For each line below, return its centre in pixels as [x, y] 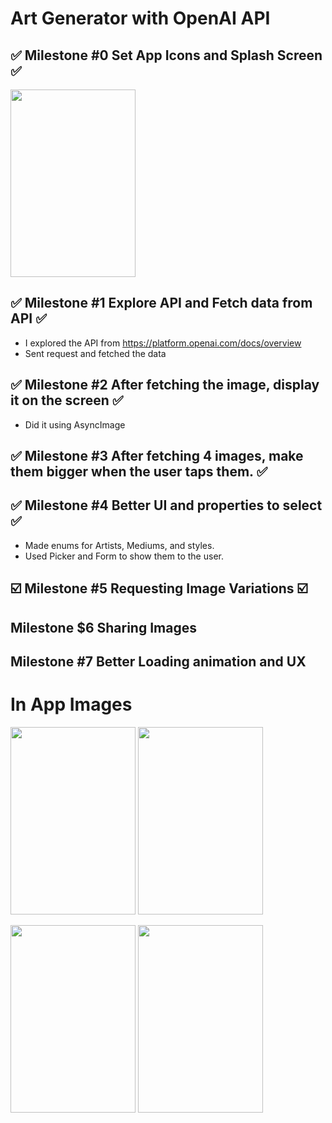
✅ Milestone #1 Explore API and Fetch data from [161, 303]
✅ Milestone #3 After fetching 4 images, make [157, 456]
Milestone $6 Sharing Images [103, 627]
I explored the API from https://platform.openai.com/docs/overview [163, 343]
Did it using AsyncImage [75, 424]
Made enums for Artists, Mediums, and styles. [119, 545]
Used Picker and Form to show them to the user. [124, 556]
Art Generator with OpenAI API [140, 18]
